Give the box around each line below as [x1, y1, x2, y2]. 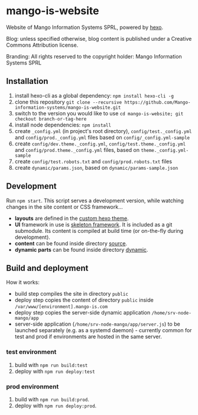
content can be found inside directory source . [14, 239, 128, 247]
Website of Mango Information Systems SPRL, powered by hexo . [6, 24, 164, 31]
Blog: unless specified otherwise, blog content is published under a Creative [6, 35, 192, 42]
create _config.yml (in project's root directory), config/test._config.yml [14, 127, 192, 134]
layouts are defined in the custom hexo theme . [14, 215, 129, 222]
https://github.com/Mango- [124, 99, 191, 105]
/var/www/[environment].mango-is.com [14, 304, 108, 310]
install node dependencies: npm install [14, 121, 111, 128]
